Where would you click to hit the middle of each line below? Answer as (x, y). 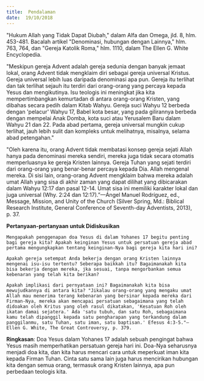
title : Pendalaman (31, 12)
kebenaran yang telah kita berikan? (53, 274)
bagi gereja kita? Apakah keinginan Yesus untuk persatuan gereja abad (99, 242)
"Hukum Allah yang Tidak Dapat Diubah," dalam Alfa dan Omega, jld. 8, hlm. (101, 35)
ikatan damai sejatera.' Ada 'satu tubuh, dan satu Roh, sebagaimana (97, 312)
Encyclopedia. (24, 54)
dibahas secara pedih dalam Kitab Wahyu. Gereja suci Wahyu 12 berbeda (98, 105)
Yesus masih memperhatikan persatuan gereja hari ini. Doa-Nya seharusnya (102, 346)
